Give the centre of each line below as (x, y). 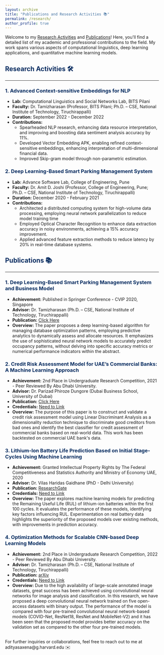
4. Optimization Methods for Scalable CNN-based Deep (72, 538)
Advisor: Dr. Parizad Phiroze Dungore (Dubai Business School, (75, 391)
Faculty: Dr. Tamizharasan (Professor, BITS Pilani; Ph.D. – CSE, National (84, 107)
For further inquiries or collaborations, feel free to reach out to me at (74, 641)
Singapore (22, 304)
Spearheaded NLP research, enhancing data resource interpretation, (88, 127)
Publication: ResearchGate (40, 488)
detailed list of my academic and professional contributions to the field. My (80, 43)
